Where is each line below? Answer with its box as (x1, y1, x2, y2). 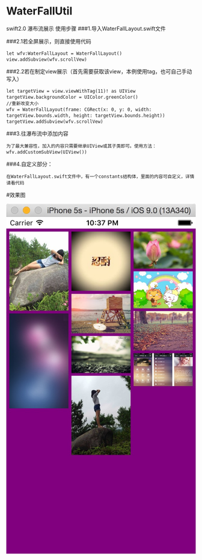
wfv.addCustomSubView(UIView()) (6, 149, 87, 155)
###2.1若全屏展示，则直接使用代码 (6, 37, 91, 45)
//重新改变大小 (6, 101, 39, 107)
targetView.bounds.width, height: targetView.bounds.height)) (6, 113, 165, 119)
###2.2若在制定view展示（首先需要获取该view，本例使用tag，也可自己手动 (6, 67, 192, 75)
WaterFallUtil (6, 4, 73, 18)
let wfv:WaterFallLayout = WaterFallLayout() (6, 50, 122, 57)
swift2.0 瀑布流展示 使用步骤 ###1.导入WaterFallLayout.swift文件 (6, 25, 167, 32)
